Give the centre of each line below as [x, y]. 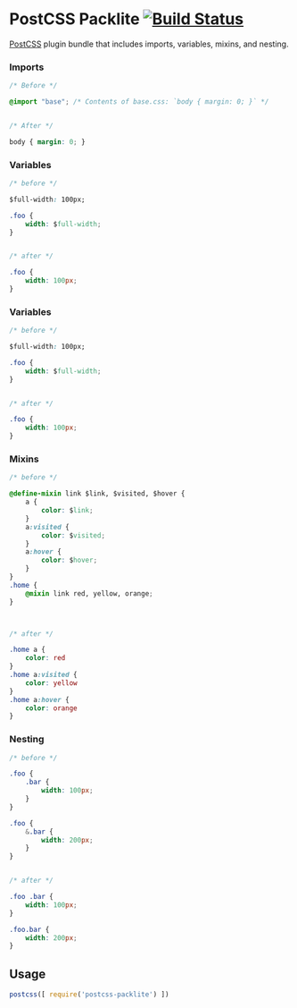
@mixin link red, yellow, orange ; [89, 593]
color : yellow [51, 683]
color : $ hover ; [70, 560]
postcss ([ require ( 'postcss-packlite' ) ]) [89, 995]
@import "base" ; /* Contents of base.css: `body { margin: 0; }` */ [139, 102]
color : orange [51, 708]
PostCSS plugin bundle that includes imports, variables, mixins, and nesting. [149, 44]
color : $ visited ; [73, 535]
